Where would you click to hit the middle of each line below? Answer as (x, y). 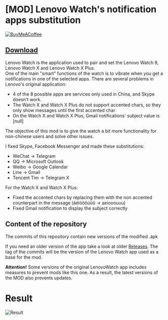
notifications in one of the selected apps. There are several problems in (80, 79)
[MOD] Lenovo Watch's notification (81, 9)
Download (22, 50)
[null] (18, 121)
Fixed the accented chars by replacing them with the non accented (82, 197)
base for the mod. (24, 257)
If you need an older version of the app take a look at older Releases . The (82, 246)
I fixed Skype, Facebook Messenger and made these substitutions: (75, 146)
